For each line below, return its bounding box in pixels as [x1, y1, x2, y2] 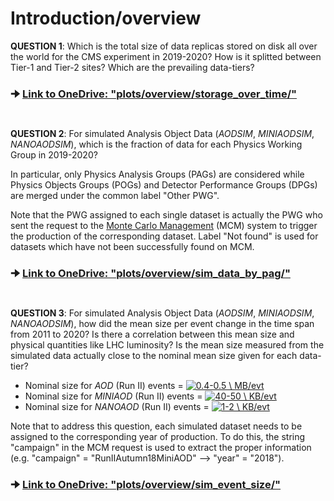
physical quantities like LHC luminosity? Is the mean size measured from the [10, 339, 325, 351]
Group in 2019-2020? [10, 149, 98, 161]
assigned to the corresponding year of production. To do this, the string [10, 431, 306, 443]
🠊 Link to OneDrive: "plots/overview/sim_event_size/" [10, 478, 282, 492]
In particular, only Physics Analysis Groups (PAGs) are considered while [10, 168, 305, 181]
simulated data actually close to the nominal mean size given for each [10, 350, 298, 362]
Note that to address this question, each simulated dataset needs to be [10, 420, 303, 432]
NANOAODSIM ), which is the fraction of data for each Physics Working [10, 138, 303, 151]
